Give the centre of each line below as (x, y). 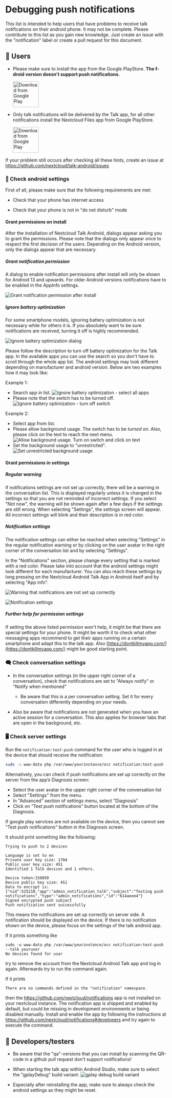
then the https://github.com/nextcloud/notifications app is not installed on (83, 998)
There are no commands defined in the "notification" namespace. (76, 988)
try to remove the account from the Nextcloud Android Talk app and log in (83, 964)
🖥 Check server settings (36, 736)
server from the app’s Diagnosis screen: (47, 780)
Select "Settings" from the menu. (48, 795)
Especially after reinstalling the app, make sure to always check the (84, 1085)
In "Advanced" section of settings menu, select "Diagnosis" (75, 801)
